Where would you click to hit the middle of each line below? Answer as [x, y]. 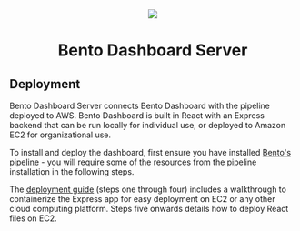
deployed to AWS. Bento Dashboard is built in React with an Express [137, 115]
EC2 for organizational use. [60, 135]
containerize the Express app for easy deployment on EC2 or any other [142, 199]
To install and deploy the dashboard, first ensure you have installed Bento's [150, 152]
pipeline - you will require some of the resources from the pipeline [133, 162]
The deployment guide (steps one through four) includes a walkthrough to [148, 189]
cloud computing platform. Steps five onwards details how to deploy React [149, 209]
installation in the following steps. [72, 171]
